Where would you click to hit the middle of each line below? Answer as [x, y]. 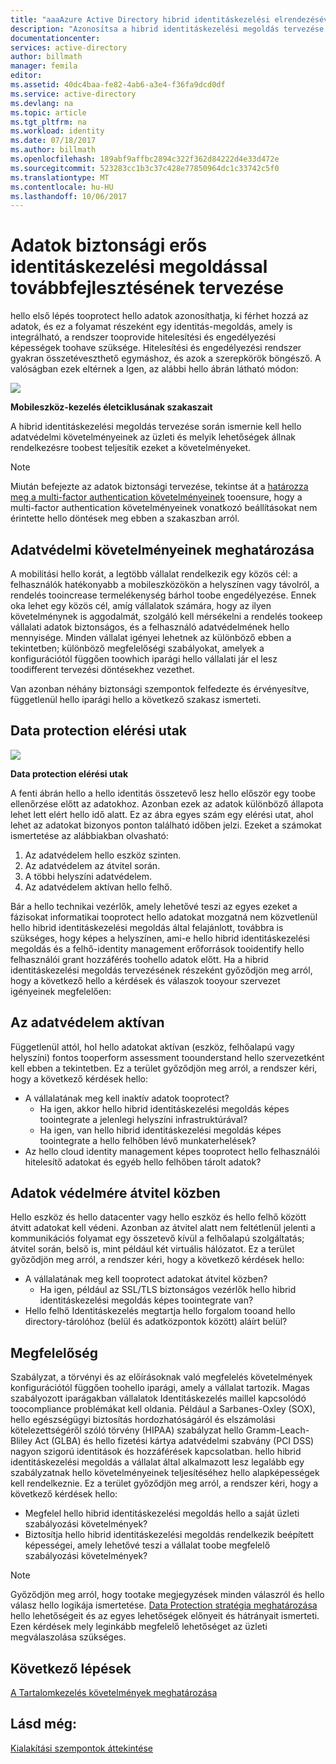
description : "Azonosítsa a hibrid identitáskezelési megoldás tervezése [167, 29]
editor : [26, 76]
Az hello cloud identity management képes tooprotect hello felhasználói [172, 1151]
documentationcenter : [55, 38]
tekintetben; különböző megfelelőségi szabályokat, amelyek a [137, 648]
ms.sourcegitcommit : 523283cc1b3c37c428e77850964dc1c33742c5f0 [145, 168]
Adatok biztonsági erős [109, 245]
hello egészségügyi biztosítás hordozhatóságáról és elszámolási [143, 1420]
